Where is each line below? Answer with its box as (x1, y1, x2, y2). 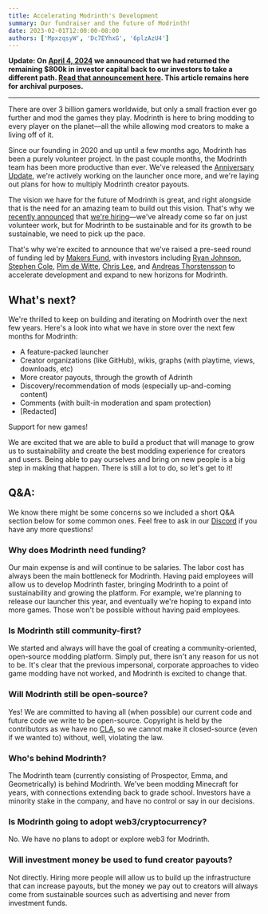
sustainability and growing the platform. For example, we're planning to (8, 588, 242, 598)
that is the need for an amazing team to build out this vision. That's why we (8, 203, 255, 213)
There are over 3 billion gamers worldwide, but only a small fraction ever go (8, 105, 258, 114)
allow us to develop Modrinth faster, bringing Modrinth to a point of (8, 579, 229, 589)
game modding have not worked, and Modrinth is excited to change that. (8, 669, 247, 679)
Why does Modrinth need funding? (8, 544, 146, 555)
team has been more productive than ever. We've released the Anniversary (8, 162, 254, 172)
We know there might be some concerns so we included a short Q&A (8, 507, 235, 517)
